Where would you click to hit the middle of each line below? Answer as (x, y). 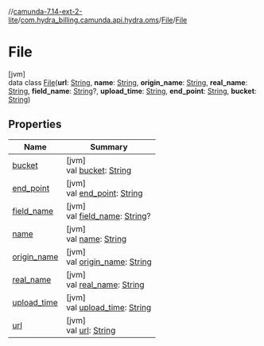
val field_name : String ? (109, 216)
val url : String (91, 330)
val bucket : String (99, 170)
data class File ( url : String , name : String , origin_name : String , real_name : (128, 82)
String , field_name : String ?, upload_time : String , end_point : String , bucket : (132, 91)
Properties (35, 124)
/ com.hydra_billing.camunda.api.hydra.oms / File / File (103, 20)
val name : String (97, 239)
